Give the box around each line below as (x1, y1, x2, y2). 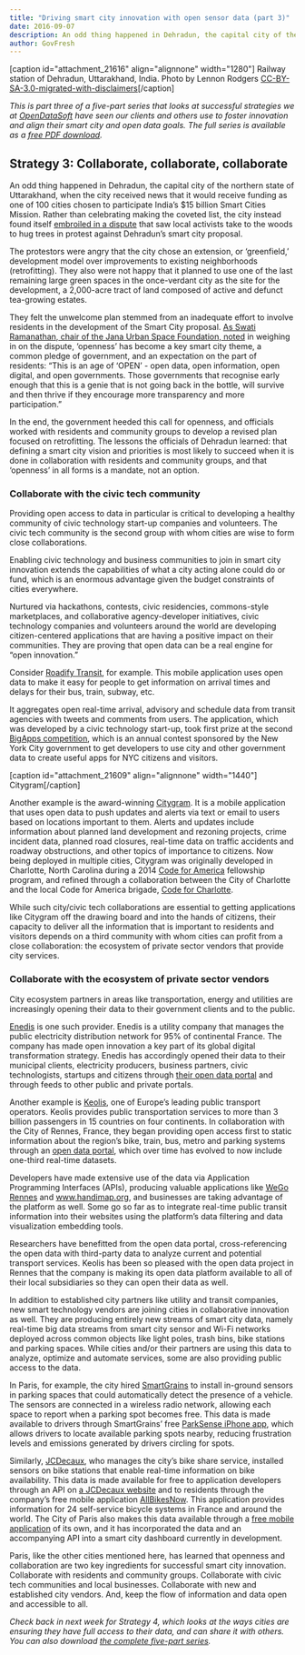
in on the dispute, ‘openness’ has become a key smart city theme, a (9, 341, 261, 352)
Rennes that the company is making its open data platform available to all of (9, 1267, 293, 1278)
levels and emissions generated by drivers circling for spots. (9, 1438, 235, 1449)
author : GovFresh (9, 38, 75, 48)
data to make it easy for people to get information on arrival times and (9, 677, 271, 687)
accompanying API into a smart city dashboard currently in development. (9, 1532, 283, 1543)
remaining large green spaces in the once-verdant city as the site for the (9, 275, 280, 286)
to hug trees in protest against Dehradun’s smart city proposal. (9, 228, 243, 239)
